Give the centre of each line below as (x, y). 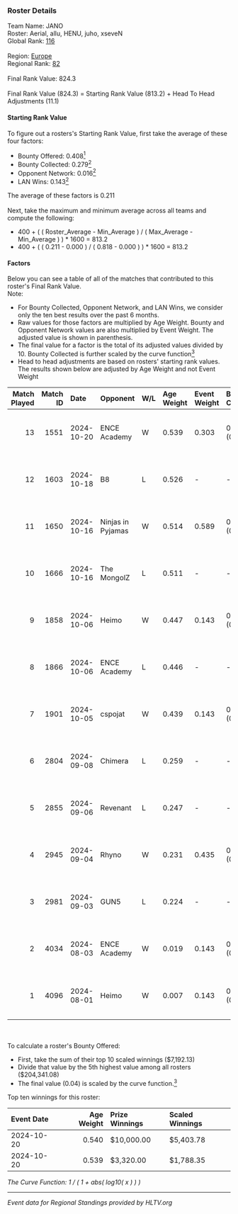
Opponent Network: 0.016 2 (57, 172)
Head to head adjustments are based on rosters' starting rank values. (119, 361)
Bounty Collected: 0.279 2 (55, 164)
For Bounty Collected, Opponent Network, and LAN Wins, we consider (120, 307)
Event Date (30, 1119)
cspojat (113, 714)
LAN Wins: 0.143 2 (43, 181)
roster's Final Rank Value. (44, 286)
